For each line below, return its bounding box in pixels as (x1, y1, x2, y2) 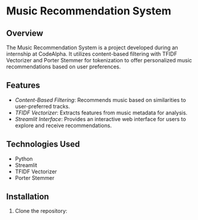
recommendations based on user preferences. (6, 63, 121, 70)
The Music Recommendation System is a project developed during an (6, 44, 178, 51)
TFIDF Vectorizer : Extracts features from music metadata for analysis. (14, 109, 188, 116)
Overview (6, 28, 44, 38)
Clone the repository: (14, 207, 68, 215)
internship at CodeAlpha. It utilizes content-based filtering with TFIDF (6, 50, 178, 58)
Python (14, 155, 33, 162)
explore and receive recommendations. (14, 122, 112, 129)
